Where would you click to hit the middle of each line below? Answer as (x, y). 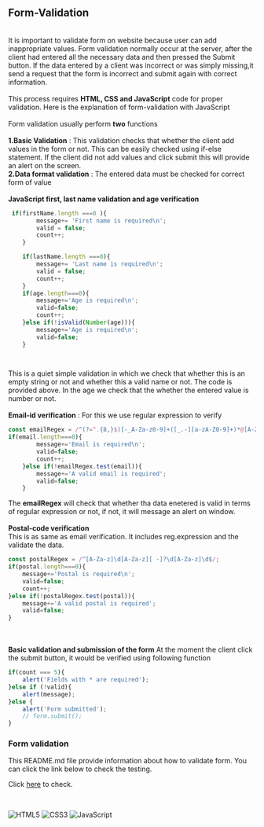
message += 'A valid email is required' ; (102, 474)
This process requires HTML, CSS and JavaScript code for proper (115, 98)
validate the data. (36, 545)
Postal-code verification (49, 528)
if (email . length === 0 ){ (45, 437)
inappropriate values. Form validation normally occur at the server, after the (130, 48)
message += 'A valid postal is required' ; (89, 603)
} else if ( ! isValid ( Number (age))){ (79, 323)
